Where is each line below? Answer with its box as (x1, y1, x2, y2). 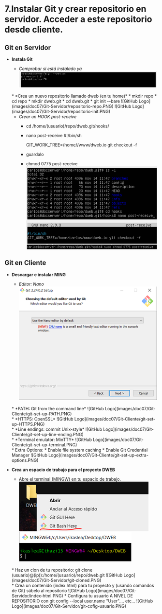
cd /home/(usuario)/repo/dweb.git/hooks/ (26, 123, 109, 129)
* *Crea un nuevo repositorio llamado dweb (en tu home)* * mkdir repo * (11, 93, 157, 99)
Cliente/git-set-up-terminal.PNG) (11, 442, 77, 448)
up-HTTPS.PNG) (11, 421, 45, 427)
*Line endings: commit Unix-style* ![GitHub (15, 426, 103, 432)
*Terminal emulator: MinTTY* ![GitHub (15, 437, 92, 443)
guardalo (26, 151, 44, 157)
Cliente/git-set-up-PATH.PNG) (11, 411, 72, 417)
